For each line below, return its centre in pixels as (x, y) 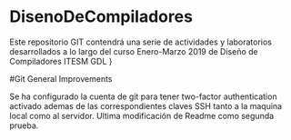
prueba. (24, 125)
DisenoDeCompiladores (101, 17)
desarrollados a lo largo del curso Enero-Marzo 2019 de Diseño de (134, 51)
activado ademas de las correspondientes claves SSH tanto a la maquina (146, 105)
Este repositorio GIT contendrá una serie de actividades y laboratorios (141, 42)
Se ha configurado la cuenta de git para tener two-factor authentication (143, 96)
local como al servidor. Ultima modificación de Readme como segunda (142, 115)
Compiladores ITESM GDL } (61, 61)
